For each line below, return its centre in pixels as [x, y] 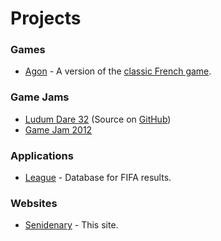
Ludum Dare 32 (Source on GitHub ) [98, 119]
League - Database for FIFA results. [98, 178]
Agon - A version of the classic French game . [118, 71]
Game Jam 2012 [58, 129]
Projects [46, 18]
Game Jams [40, 97]
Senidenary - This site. [71, 225]
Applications [42, 155]
